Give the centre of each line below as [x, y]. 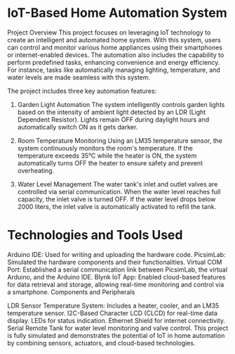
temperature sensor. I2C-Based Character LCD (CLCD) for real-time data [112, 313]
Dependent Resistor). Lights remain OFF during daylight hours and [113, 119]
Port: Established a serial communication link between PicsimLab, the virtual [117, 270]
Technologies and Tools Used [95, 235]
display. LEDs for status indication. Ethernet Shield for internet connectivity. [116, 320]
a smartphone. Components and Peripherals [71, 292]
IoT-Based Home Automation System [117, 13]
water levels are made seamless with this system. [79, 77]
